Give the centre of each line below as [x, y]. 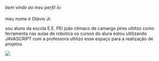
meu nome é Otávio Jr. [28, 19]
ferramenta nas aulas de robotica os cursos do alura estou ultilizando [76, 33]
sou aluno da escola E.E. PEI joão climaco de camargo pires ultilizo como [80, 28]
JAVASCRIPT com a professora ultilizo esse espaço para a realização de [79, 39]
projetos [14, 44]
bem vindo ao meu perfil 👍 [33, 7]
